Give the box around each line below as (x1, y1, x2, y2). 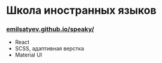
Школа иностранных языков (6, 4, 157, 17)
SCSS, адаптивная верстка (14, 45, 85, 52)
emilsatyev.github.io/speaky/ (6, 25, 94, 34)
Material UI (14, 52, 43, 59)
